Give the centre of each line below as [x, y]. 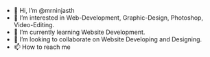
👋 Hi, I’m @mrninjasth [44, 11]
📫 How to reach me [42, 47]
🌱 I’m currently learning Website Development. [79, 32]
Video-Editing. [34, 25]
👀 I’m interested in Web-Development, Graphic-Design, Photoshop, [108, 18]
